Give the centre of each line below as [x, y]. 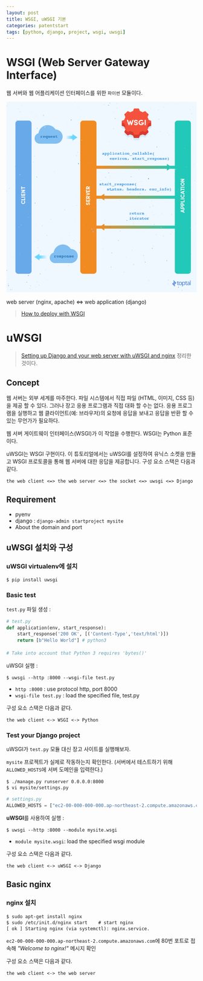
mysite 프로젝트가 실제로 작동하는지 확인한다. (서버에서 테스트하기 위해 [90, 762]
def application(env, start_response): [56, 628]
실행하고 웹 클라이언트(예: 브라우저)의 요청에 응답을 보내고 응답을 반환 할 [102, 413]
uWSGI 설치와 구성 [40, 548]
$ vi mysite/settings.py [37, 788]
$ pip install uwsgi [32, 580]
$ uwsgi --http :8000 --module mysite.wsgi [62, 830]
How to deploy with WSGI [53, 314]
